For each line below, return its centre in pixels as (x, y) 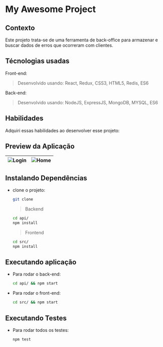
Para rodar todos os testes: (40, 330)
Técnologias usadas (37, 61)
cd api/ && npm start (35, 284)
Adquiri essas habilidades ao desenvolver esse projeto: (62, 130)
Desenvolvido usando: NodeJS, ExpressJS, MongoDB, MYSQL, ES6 (88, 102)
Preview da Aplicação (40, 146)
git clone (23, 199)
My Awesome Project (51, 9)
